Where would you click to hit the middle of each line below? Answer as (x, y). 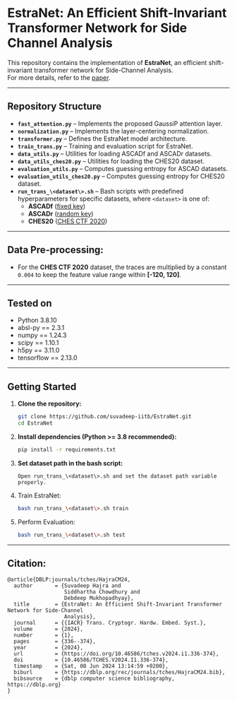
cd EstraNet (35, 423)
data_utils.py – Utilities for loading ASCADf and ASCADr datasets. (115, 153)
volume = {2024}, (48, 629)
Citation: (27, 563)
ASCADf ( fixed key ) (57, 206)
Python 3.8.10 (37, 320)
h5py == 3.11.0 (38, 350)
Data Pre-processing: (55, 250)
